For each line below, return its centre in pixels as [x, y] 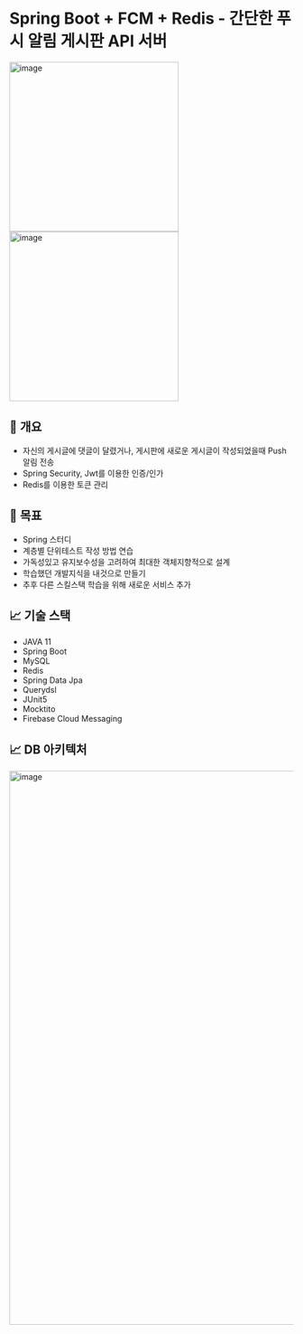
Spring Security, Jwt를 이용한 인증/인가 [93, 473]
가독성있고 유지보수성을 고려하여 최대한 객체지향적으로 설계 [126, 562]
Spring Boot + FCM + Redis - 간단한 [141, 19]
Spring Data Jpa [52, 680]
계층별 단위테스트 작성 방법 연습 [78, 550]
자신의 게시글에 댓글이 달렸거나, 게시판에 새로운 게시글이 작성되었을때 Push [154, 450]
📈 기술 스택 [40, 615]
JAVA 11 [37, 642]
